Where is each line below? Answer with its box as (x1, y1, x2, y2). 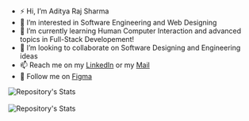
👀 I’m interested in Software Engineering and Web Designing (19, 18, 217, 27)
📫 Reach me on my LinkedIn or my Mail (19, 60, 151, 70)
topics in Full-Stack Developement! (19, 35, 135, 43)
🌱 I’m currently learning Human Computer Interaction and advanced (19, 26, 242, 36)
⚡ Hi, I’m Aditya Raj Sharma (19, 6, 109, 16)
